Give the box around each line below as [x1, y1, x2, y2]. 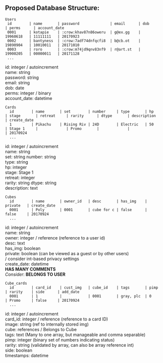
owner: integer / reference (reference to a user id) [5, 235, 105, 241]
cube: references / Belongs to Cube [5, 326, 77, 332]
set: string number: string [5, 154, 56, 160]
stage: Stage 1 [5, 169, 34, 175]
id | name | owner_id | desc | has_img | [9, 198, 147, 204]
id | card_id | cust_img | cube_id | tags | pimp [9, 285, 159, 290]
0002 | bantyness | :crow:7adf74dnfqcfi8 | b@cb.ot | [7, 38, 141, 43]
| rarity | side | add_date [5, 289, 80, 294]
